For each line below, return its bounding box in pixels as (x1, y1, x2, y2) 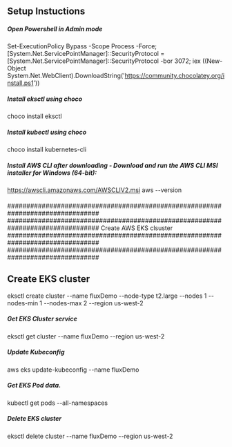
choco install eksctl (7, 112, 62, 120)
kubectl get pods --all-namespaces (7, 399, 108, 407)
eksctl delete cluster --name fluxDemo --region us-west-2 (7, 432, 173, 440)
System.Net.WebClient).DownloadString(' (7, 72, 126, 80)
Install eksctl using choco (7, 95, 83, 103)
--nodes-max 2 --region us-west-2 (43, 298, 144, 307)
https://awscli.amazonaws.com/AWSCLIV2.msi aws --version (7, 186, 182, 194)
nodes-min (7, 298, 39, 307)
